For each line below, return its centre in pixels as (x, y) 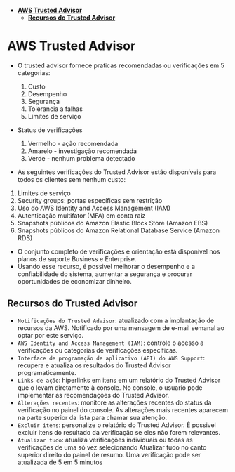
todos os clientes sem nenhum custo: (72, 179)
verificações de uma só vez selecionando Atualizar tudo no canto (112, 447)
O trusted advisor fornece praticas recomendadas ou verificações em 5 (121, 65)
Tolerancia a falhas (55, 109)
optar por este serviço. (51, 335)
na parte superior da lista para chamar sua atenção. (92, 417)
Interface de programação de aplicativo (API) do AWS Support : (111, 358)
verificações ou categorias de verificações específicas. (98, 350)
